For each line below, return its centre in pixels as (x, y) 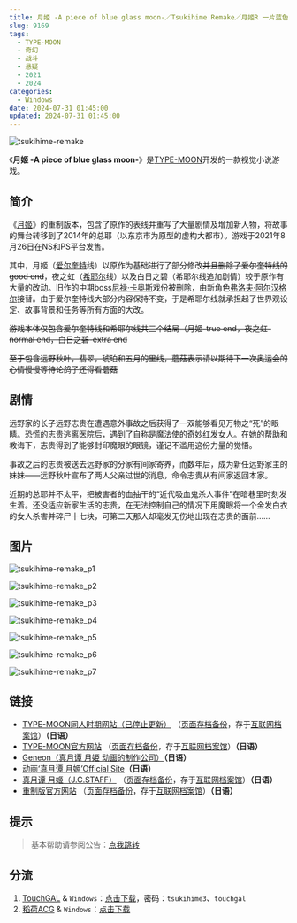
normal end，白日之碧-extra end (69, 339)
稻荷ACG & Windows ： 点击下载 (76, 909)
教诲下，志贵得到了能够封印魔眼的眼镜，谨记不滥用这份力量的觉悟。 (133, 445)
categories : (31, 91)
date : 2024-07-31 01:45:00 (59, 108)
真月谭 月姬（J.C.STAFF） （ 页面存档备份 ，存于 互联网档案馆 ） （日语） (149, 780)
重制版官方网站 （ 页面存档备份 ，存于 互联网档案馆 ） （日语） (129, 791)
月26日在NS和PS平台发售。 (59, 246)
